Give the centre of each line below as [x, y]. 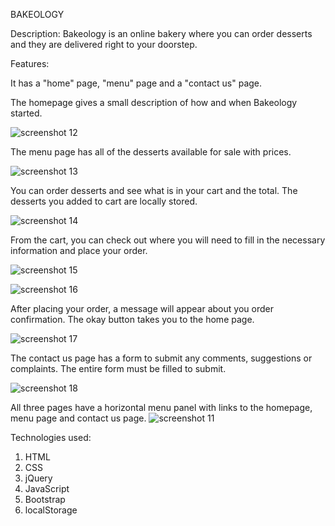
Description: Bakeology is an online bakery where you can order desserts [161, 33]
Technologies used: [51, 437]
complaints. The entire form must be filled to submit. [118, 368]
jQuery [38, 478]
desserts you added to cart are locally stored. [104, 201]
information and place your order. [79, 250]
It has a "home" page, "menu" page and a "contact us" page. [136, 83]
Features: [30, 63]
